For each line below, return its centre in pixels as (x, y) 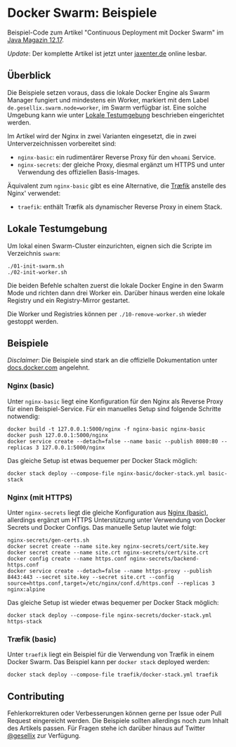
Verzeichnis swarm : (34, 253)
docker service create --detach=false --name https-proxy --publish (110, 571)
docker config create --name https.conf (67, 559)
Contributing (36, 696)
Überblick (29, 76)
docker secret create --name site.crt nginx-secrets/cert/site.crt (108, 552)
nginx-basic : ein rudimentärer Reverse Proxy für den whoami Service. (117, 157)
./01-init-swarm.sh (36, 266)
